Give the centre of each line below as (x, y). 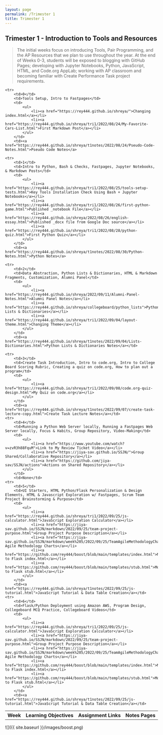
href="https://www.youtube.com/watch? (85, 444)
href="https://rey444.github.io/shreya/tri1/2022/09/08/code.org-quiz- (79, 388)
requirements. (31, 81)
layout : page (18, 9)
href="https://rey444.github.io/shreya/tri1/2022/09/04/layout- (71, 320)
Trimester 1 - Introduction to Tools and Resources (81, 38)
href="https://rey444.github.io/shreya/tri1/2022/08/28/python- (71, 231)
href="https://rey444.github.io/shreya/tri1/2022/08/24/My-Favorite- (77, 124)
